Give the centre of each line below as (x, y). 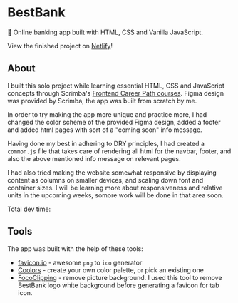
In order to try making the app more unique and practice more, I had (107, 114)
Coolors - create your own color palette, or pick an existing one (111, 270)
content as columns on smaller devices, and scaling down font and (105, 180)
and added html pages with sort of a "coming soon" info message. (105, 130)
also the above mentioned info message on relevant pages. (94, 158)
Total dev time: (29, 209)
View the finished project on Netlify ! (60, 46)
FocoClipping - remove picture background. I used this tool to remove (120, 277)
